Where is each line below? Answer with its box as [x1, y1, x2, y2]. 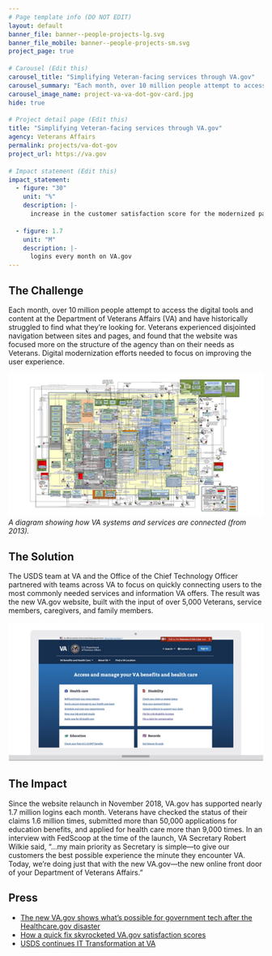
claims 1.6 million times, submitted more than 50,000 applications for [8, 816, 237, 825]
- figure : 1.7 [15, 227, 63, 235]
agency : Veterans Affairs [8, 133, 96, 141]
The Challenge [8, 284, 84, 298]
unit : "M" [23, 235, 57, 243]
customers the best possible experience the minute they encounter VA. [8, 850, 245, 860]
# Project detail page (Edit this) [8, 116, 129, 124]
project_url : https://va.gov [8, 150, 107, 158]
